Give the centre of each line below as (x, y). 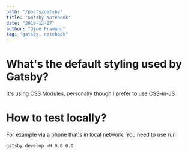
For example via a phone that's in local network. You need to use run (91, 134)
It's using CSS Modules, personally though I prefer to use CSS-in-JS (91, 93)
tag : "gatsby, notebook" (37, 34)
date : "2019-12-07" (31, 23)
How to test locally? (56, 118)
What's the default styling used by (94, 64)
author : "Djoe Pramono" (36, 29)
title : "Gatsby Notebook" (38, 17)
